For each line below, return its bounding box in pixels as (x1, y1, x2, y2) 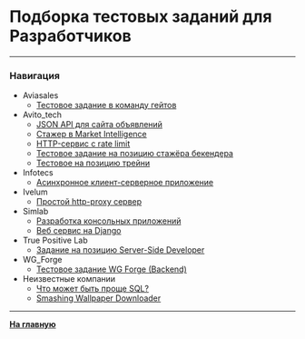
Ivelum (22, 186, 48, 197)
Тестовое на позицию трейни (35, 157, 151, 169)
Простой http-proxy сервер (35, 196, 143, 207)
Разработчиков (9, 25, 132, 46)
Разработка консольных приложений (35, 215, 182, 226)
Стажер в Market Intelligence (35, 129, 147, 140)
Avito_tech (22, 109, 62, 120)
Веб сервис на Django (35, 225, 122, 236)
